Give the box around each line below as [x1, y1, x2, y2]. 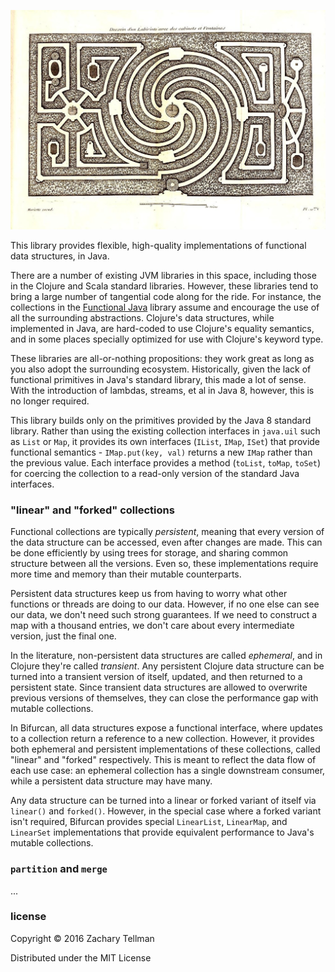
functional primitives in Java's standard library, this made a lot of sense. [10, 373, 307, 385]
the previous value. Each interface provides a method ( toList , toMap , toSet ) [10, 456, 322, 469]
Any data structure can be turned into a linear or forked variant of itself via [10, 795, 317, 807]
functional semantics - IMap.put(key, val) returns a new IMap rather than [10, 446, 313, 458]
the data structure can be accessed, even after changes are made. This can [10, 536, 323, 549]
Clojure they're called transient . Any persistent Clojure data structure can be [10, 660, 325, 672]
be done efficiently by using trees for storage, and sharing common [10, 547, 289, 559]
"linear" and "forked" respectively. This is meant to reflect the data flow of [10, 754, 317, 766]
